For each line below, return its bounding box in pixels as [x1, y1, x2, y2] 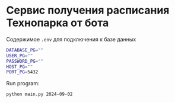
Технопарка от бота [6, 16, 109, 30]
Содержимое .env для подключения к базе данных [6, 36, 136, 43]
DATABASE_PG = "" [6, 47, 44, 53]
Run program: [6, 80, 40, 87]
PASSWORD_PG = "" [6, 58, 44, 64]
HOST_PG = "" [6, 63, 33, 70]
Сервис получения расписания [6, 4, 170, 17]
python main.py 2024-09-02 [6, 91, 73, 98]
